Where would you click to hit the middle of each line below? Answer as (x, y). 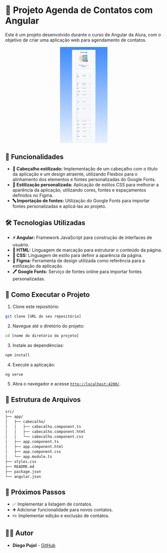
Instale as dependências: (38, 345)
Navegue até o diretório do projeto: (48, 326)
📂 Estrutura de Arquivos (43, 399)
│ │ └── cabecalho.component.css (44, 437)
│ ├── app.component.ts (32, 442)
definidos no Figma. (33, 195)
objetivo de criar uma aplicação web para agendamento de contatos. (76, 40)
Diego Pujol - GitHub (34, 545)
